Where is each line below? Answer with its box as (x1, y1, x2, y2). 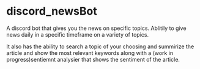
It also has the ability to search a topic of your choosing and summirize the (6, 43, 194, 50)
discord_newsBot (6, 4, 97, 18)
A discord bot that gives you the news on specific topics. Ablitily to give (6, 24, 187, 32)
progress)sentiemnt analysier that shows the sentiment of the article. (6, 56, 180, 63)
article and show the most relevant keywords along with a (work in (6, 49, 174, 56)
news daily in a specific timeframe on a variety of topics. (6, 31, 149, 38)
